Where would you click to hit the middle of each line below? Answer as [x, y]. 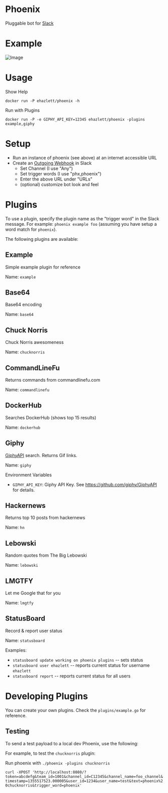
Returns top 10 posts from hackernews [45, 518]
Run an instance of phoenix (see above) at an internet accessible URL [85, 157]
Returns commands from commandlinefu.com [53, 380]
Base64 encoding [23, 305]
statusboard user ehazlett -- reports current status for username [81, 665]
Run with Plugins [23, 110]
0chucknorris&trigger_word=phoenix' [44, 785]
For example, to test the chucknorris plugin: [50, 753]
